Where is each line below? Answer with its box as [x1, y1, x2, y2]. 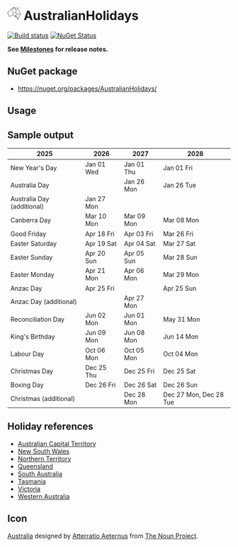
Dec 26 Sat [123, 380, 157, 389]
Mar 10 [84, 212, 107, 220]
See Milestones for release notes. [7, 45, 108, 53]
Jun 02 [84, 311, 106, 320]
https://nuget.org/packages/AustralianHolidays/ [17, 84, 157, 93]
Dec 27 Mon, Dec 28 [162, 390, 225, 399]
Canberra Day [10, 215, 52, 224]
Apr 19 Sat [84, 239, 117, 247]
